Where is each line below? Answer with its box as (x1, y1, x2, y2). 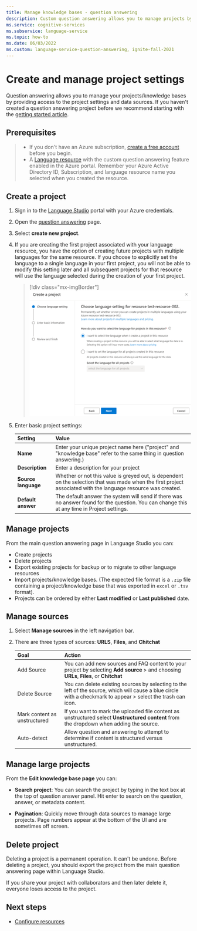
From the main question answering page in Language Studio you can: (6, 539, 174, 547)
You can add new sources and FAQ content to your (64, 660, 186, 667)
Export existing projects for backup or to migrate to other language (14, 564, 176, 571)
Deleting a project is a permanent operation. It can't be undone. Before (6, 855, 177, 862)
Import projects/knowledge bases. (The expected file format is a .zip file (14, 576, 191, 583)
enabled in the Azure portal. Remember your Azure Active (29, 162, 169, 169)
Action (64, 652, 81, 659)
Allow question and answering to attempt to (64, 728, 169, 735)
